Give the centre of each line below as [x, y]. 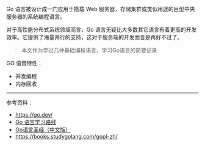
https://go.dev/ [34, 115]
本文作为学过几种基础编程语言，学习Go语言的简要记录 [89, 50]
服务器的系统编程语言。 [36, 16]
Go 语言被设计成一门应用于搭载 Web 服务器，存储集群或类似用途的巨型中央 [101, 9]
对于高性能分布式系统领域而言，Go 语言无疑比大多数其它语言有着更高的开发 [102, 30]
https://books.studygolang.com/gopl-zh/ [66, 137]
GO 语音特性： [25, 63]
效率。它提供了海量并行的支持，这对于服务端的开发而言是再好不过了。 [95, 37]
